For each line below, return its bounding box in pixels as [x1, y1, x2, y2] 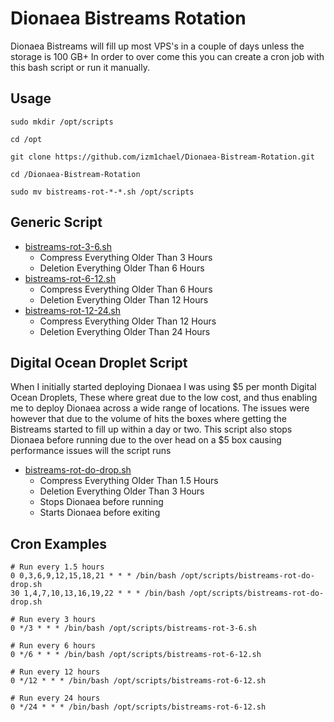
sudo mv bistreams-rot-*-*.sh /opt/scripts [10, 187, 195, 197]
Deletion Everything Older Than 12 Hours [39, 293, 209, 306]
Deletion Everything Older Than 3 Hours [39, 485, 205, 497]
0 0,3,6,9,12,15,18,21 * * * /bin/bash [10, 571, 177, 581]
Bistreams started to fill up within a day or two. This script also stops [10, 423, 293, 436]
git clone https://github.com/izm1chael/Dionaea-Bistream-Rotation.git [10, 152, 315, 162]
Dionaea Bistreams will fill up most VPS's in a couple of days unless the [10, 40, 305, 52]
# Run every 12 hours [10, 667, 101, 677]
